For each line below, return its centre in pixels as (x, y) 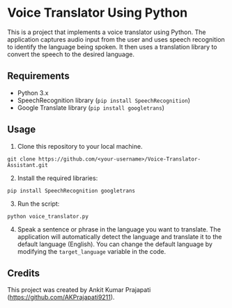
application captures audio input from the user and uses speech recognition (116, 39)
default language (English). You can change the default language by (115, 244)
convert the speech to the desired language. (71, 54)
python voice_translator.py (48, 216)
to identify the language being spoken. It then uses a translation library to (112, 47)
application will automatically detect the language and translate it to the (119, 236)
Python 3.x (33, 92)
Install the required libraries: (57, 178)
